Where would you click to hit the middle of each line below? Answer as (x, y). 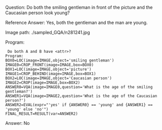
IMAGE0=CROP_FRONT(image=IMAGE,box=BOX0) (50, 65)
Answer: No (17, 123)
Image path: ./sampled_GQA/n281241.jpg (48, 32)
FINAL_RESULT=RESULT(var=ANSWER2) (42, 114)
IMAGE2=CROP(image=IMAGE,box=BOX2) (43, 83)
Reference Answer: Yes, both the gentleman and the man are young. (76, 23)
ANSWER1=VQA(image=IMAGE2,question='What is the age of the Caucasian (81, 96)
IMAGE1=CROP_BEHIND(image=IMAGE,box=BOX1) (51, 74)
